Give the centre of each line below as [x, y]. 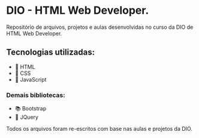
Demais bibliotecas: [36, 95]
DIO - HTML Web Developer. [78, 10]
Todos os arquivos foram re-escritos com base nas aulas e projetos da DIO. [99, 129]
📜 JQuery [27, 117]
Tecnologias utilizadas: [50, 52]
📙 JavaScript [31, 79]
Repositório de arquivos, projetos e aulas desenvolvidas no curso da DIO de [100, 27]
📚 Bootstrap [31, 109]
